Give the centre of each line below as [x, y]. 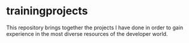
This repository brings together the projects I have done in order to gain [95, 27]
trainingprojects [47, 11]
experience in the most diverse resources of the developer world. [87, 33]
